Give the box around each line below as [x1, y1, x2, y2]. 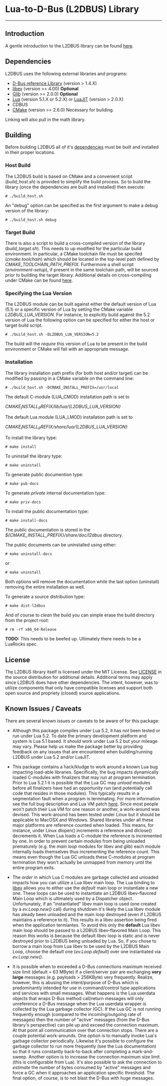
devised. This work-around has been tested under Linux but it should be [12, 811, 161, 817]
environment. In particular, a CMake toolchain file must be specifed [5, 251, 143, 257]
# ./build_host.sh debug [5, 217, 57, 222]
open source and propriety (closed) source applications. [5, 690, 121, 696]
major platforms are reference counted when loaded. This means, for [12, 822, 154, 828]
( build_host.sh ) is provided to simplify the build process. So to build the [5, 178, 151, 184]
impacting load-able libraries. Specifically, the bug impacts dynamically [12, 769, 159, 775]
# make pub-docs [5, 481, 39, 487]
